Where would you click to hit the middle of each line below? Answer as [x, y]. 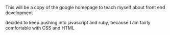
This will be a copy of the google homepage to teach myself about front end [85, 7]
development [19, 13]
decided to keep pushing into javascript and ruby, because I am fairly [78, 23]
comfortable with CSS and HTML [40, 28]
